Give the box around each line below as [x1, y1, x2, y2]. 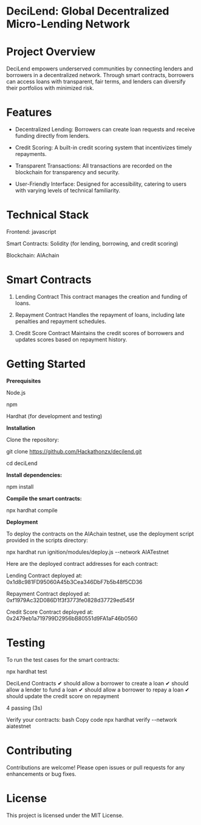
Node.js [6, 389, 26, 396]
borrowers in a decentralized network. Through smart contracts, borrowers [6, 72, 194, 79]
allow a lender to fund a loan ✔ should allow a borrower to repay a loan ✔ [6, 686, 190, 693]
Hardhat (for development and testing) [6, 412, 103, 419]
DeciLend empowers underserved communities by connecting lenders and [6, 65, 193, 72]
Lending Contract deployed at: [6, 572, 83, 579]
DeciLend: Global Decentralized [6, 4, 169, 18]
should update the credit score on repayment [6, 692, 120, 699]
